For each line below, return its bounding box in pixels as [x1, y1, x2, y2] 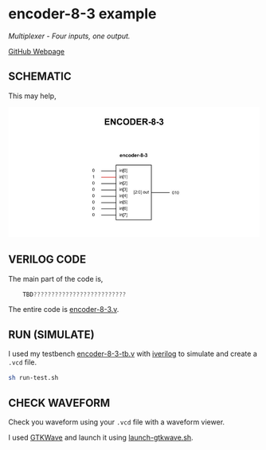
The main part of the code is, [8, 274, 104, 283]
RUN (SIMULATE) [8, 328, 96, 341]
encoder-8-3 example [8, 5, 157, 23]
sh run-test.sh [8, 374, 59, 382]
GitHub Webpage [8, 46, 65, 56]
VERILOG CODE [8, 253, 86, 266]
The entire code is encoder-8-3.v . [8, 305, 119, 314]
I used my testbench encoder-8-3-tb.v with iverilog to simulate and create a [8, 349, 257, 359]
